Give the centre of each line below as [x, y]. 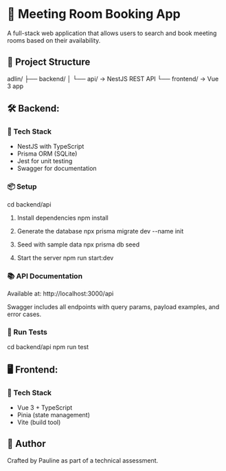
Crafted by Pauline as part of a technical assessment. [83, 460]
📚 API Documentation [45, 276]
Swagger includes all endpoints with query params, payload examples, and [113, 307]
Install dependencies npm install [63, 218]
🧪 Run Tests [27, 332]
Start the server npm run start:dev [65, 258]
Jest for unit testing [45, 161]
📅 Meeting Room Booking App [94, 14]
